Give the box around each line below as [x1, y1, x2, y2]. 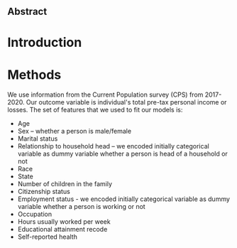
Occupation [17, 210, 52, 218]
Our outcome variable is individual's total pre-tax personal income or [26, 97, 227, 106]
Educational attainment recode [17, 225, 108, 233]
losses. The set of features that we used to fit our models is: [7, 105, 183, 114]
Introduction [7, 34, 82, 50]
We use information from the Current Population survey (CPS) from [7, 90, 204, 99]
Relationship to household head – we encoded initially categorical [17, 141, 209, 150]
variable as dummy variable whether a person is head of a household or [17, 149, 228, 158]
